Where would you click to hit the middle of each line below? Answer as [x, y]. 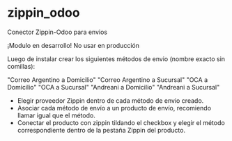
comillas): [21, 66]
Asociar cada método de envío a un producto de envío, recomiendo [114, 108]
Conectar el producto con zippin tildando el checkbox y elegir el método [121, 122]
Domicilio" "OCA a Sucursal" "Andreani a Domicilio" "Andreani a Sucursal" [114, 87]
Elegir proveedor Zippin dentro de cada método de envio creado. [110, 100]
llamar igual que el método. [56, 115]
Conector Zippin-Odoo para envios [57, 32]
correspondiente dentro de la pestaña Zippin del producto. [101, 130]
